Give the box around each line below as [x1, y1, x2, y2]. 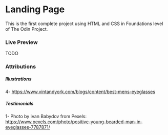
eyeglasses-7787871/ [5, 124, 50, 130]
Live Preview [5, 38, 38, 46]
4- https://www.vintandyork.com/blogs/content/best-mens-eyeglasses [5, 88, 155, 95]
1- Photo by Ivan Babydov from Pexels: [5, 114, 87, 120]
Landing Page [5, 4, 65, 15]
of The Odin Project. [5, 26, 48, 32]
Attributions [5, 63, 36, 70]
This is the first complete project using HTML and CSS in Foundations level [5, 20, 163, 27]
